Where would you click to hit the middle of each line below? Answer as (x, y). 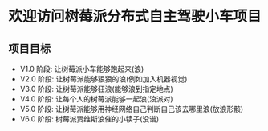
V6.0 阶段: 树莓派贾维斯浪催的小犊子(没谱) (89, 119)
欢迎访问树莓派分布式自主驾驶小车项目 (135, 16)
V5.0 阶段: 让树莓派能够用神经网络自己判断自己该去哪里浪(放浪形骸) (132, 109)
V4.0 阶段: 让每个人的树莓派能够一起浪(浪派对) (97, 99)
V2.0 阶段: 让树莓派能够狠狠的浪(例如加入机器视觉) (104, 79)
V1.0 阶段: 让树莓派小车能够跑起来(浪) (82, 69)
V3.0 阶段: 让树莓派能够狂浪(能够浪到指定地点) (97, 89)
